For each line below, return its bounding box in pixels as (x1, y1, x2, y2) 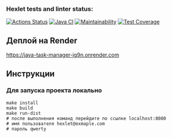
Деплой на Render (6, 35, 77, 46)
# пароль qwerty (6, 126, 46, 132)
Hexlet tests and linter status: (6, 5, 93, 13)
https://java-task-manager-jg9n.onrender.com (6, 51, 120, 58)
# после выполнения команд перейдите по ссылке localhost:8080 (6, 115, 167, 121)
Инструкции (6, 68, 55, 79)
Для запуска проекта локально (6, 86, 102, 95)
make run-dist (6, 110, 42, 116)
